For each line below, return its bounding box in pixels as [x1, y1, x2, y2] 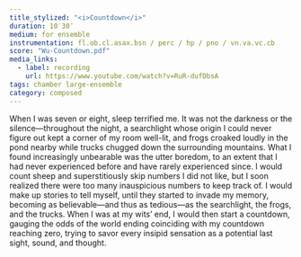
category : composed [9, 88, 83, 97]
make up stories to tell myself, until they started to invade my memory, [9, 190, 270, 200]
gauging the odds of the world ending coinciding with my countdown [9, 217, 265, 229]
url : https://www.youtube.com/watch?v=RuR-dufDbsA [25, 72, 219, 81]
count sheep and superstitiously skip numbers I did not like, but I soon [9, 170, 270, 181]
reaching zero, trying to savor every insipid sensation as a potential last [9, 227, 273, 238]
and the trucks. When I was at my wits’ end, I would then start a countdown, [9, 208, 290, 219]
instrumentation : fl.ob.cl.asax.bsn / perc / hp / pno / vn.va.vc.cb [9, 38, 276, 48]
